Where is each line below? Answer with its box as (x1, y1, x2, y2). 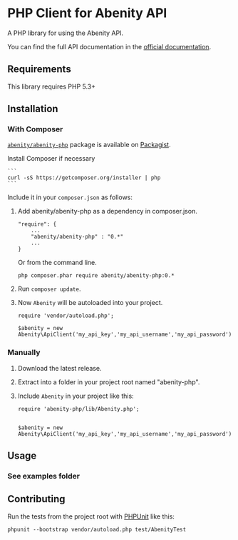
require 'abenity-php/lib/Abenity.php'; (17, 405, 140, 412)
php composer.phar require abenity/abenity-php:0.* (17, 272, 175, 279)
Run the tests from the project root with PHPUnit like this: (7, 512, 175, 521)
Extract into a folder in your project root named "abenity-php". (17, 377, 200, 386)
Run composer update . (17, 284, 81, 294)
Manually (7, 348, 41, 358)
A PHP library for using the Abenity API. (7, 29, 123, 37)
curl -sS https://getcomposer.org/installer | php (7, 174, 161, 181)
